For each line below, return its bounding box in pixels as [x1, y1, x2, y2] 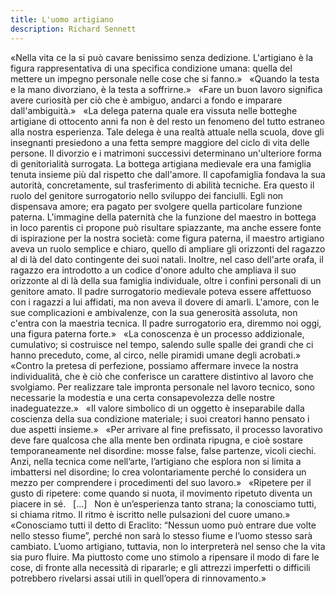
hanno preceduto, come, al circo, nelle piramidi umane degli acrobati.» [10, 349, 302, 361]
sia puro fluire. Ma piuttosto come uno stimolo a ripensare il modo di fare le [10, 551, 320, 563]
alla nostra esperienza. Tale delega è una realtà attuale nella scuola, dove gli [10, 126, 325, 138]
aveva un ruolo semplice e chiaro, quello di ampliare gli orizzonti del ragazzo [10, 242, 326, 255]
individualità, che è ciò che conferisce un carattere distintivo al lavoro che [10, 370, 314, 382]
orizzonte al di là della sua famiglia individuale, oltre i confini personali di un [10, 274, 322, 286]
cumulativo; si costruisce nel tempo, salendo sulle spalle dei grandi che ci [10, 338, 314, 350]
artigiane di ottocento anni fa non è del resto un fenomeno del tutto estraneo [10, 115, 325, 127]
